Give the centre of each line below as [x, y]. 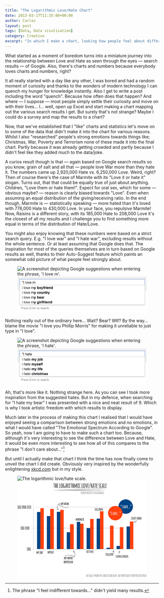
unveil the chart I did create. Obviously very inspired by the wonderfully [77, 464]
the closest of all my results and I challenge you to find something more [77, 219]
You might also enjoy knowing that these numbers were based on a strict [78, 233]
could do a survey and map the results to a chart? [55, 117]
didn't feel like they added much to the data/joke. [54, 152]
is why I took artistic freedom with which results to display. [64, 408]
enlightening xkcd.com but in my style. [44, 469]
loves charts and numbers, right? [38, 71]
